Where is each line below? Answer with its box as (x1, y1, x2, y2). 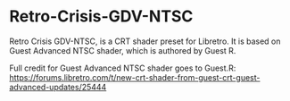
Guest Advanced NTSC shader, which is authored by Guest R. (9, 45, 236, 55)
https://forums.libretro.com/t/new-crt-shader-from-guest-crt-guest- (9, 72, 261, 82)
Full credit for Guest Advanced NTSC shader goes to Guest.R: (9, 63, 236, 73)
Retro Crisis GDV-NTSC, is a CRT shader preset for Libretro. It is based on (9, 36, 281, 46)
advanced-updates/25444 (9, 81, 107, 92)
